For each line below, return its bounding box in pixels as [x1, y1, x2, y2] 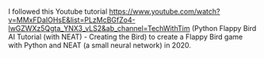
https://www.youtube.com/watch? [109, 7, 220, 16]
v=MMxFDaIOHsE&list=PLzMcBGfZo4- [8, 15, 136, 25]
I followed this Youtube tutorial [8, 7, 108, 16]
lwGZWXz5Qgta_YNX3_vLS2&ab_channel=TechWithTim [8, 24, 190, 33]
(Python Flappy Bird [191, 24, 257, 33]
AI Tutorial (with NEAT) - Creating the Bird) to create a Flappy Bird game [8, 32, 243, 41]
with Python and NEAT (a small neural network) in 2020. [8, 41, 192, 50]
